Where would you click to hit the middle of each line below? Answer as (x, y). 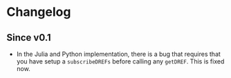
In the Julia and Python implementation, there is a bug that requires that (118, 54)
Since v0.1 (29, 38)
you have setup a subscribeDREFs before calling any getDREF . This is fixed (120, 61)
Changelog (39, 12)
